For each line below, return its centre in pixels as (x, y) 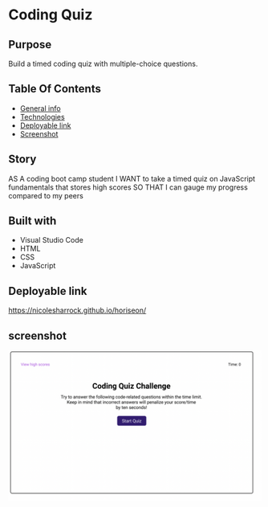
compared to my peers (46, 195)
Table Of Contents (55, 89)
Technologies (43, 117)
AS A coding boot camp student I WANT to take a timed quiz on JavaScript (132, 178)
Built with (32, 221)
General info (41, 108)
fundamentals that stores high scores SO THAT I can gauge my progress (128, 187)
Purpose (30, 45)
